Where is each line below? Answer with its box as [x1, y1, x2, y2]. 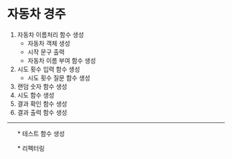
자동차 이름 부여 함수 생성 [27, 56, 97, 64]
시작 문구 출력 [27, 48, 65, 56]
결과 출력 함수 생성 [17, 108, 68, 116]
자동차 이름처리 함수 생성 [17, 30, 84, 39]
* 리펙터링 [17, 144, 45, 152]
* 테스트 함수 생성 [17, 129, 65, 138]
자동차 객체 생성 [27, 39, 70, 47]
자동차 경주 [7, 6, 66, 22]
